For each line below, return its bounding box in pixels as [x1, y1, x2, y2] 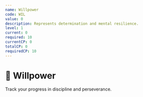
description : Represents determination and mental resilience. [5, 21, 139, 26]
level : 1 [5, 26, 23, 31]
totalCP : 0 [5, 44, 28, 49]
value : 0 [5, 16, 23, 21]
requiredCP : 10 [5, 48, 37, 53]
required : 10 [5, 35, 32, 40]
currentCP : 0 [5, 40, 32, 45]
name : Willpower [5, 7, 39, 12]
